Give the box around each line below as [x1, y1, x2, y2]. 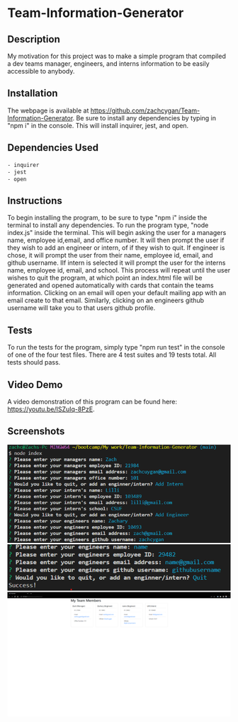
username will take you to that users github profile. [7, 304, 156, 312]
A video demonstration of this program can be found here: [7, 398, 178, 406]
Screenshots [7, 425, 65, 437]
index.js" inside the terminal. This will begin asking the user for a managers [7, 229, 227, 237]
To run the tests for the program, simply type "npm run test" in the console [7, 343, 225, 352]
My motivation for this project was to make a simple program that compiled [7, 52, 227, 60]
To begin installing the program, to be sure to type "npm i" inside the [7, 214, 208, 222]
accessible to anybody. [7, 67, 75, 75]
